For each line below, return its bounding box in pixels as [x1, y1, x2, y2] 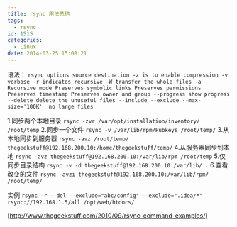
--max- [182, 96, 202, 104]
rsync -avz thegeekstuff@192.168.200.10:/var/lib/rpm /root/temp [15, 153, 213, 160]
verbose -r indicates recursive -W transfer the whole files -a [7, 78, 202, 85]
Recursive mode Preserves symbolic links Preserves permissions [7, 84, 202, 92]
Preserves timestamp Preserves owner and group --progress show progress [7, 90, 231, 98]
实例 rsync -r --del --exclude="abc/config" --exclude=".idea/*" [7, 191, 203, 199]
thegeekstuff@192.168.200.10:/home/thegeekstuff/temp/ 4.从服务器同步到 [7, 143, 224, 151]
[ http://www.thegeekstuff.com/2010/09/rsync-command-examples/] [7, 211, 208, 220]
